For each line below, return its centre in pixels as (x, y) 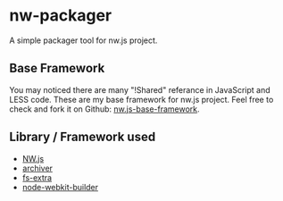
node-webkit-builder (60, 187)
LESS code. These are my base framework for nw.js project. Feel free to (141, 99)
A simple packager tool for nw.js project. (83, 40)
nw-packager (61, 16)
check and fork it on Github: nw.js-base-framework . (104, 109)
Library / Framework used (83, 137)
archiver (37, 168)
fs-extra (37, 177)
